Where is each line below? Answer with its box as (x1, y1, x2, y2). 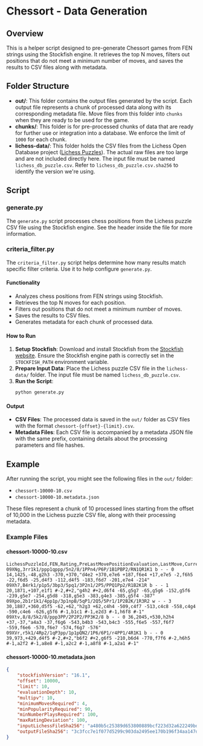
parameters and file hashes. (14, 441, 85, 449)
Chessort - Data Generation (6, 4, 148, 18)
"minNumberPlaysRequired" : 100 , (17, 712, 98, 718)
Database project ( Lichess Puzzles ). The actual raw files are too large (14, 148, 188, 155)
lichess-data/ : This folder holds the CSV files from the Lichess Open (14, 142, 187, 149)
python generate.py (14, 389, 65, 395)
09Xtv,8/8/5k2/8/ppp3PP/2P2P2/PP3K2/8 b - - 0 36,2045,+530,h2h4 (6, 614, 174, 620)
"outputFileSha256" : (17, 728, 69, 735)
